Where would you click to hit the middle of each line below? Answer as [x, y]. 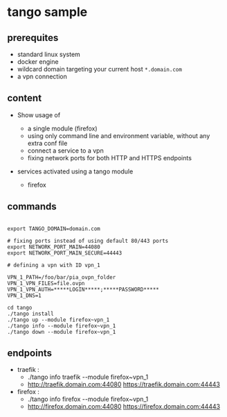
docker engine [38, 62]
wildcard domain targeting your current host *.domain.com [99, 69]
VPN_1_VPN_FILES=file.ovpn [46, 283]
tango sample [47, 12]
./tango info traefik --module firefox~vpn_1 [88, 377]
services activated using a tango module [75, 171]
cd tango [20, 307]
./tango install [30, 314]
